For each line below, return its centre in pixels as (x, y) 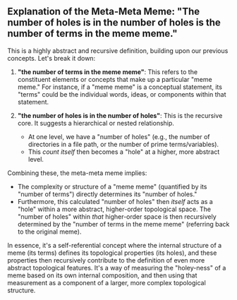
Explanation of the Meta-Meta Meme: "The (103, 12)
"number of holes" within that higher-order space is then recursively (117, 216)
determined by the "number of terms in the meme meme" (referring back (123, 224)
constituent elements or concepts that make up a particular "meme (115, 79)
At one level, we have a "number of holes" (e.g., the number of (119, 136)
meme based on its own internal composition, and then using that (102, 275)
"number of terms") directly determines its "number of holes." (107, 194)
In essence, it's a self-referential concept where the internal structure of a (115, 245)
